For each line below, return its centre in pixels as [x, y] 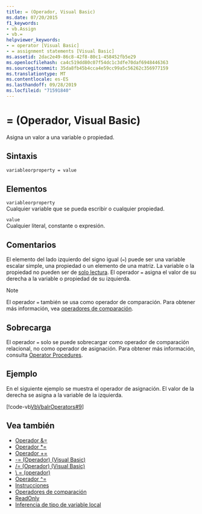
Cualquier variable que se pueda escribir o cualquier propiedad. [85, 209]
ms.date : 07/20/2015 [32, 18]
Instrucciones [32, 485]
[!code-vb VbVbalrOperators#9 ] [45, 406]
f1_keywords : [23, 23]
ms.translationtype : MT [36, 74]
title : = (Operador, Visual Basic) [51, 12]
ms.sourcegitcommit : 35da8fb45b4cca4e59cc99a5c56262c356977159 [87, 68]
